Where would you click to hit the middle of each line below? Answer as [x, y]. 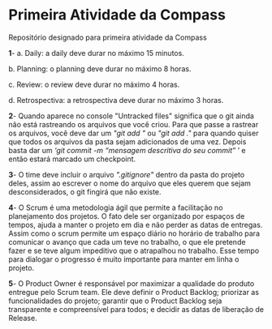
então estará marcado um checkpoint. [72, 159]
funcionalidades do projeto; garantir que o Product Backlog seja [115, 301]
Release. [23, 318]
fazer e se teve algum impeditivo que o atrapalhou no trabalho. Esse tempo [134, 250]
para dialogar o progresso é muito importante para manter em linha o [124, 259]
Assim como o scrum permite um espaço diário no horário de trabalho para [134, 233]
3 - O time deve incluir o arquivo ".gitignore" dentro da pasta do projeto [127, 174]
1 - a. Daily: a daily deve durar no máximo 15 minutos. [96, 53]
